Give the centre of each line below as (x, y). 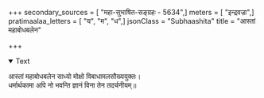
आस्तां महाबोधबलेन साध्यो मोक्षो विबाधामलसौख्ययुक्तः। (75, 76)
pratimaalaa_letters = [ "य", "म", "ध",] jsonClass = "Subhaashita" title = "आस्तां (132, 21)
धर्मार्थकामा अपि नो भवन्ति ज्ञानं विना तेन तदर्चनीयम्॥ (72, 85)
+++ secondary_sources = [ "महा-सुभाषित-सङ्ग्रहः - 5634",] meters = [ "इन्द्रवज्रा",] (131, 12)
